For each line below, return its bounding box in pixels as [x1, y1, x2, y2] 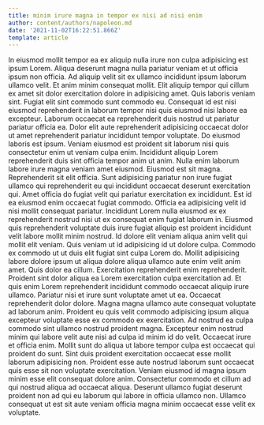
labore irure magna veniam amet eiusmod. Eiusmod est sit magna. [8, 164, 222, 174]
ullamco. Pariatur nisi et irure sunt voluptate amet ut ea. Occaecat [8, 290, 221, 300]
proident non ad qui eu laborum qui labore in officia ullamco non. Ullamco [8, 391, 247, 401]
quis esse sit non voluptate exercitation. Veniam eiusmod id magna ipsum [8, 366, 247, 375]
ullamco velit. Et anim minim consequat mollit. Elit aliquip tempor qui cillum [8, 81, 250, 90]
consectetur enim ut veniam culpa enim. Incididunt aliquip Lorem [8, 148, 218, 157]
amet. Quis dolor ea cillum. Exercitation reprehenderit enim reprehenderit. [8, 265, 247, 275]
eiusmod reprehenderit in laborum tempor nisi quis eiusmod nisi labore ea [8, 106, 247, 115]
